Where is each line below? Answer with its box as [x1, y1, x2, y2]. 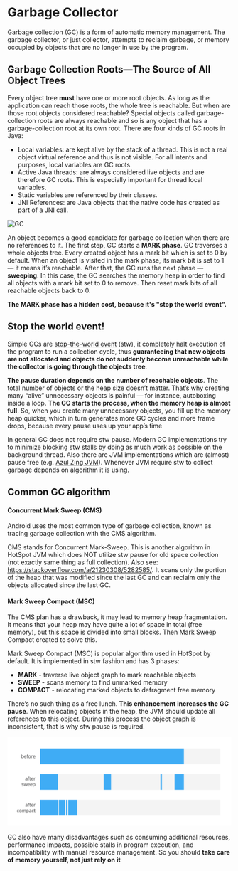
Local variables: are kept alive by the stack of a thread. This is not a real [17, 145, 229, 154]
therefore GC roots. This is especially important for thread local [17, 175, 203, 184]
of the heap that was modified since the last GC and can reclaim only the [7, 574, 220, 582]
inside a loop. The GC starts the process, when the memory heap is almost [7, 398, 231, 407]
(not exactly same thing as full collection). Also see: [7, 558, 158, 566]
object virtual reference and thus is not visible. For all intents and [17, 152, 207, 161]
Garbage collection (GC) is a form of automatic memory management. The [7, 28, 225, 36]
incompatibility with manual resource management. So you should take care [7, 848, 231, 857]
